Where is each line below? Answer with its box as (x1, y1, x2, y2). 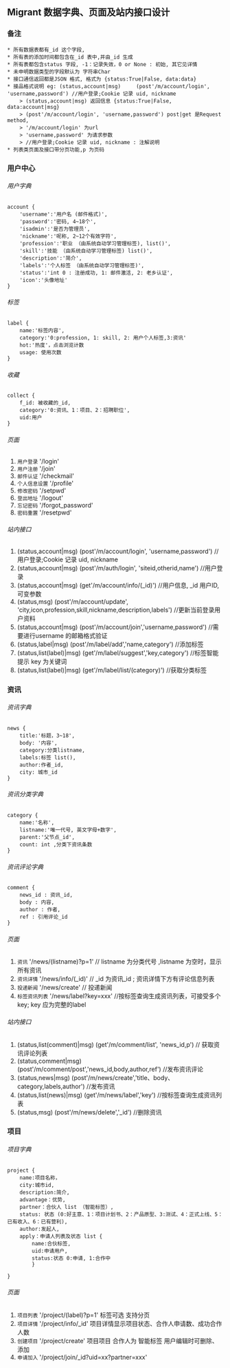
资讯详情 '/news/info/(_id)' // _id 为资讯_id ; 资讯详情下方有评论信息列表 (16, 975, 215, 983)
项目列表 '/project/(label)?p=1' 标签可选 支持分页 (16, 1311, 150, 1319)
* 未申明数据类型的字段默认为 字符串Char (7, 68, 111, 75)
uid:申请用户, (32, 1247, 68, 1254)
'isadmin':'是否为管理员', (19, 225, 91, 232)
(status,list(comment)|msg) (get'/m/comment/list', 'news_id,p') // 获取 (16, 1040, 214, 1048)
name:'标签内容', (19, 327, 65, 334)
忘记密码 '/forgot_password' (16, 501, 93, 510)
